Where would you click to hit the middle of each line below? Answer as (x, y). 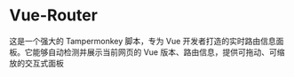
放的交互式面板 (36, 63)
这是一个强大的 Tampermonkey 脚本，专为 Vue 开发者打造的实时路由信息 (143, 41)
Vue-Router (53, 15)
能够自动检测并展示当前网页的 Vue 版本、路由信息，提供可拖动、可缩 (159, 52)
